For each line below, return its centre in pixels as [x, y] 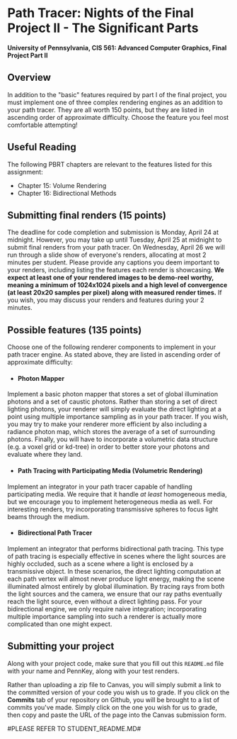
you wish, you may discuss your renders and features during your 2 [106, 300]
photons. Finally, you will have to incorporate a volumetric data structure [112, 439]
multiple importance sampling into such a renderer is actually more [105, 616]
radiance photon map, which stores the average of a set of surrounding [111, 432]
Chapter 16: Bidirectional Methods [67, 193]
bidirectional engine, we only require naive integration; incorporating [107, 609]
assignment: [25, 172]
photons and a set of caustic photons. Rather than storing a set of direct [112, 401]
